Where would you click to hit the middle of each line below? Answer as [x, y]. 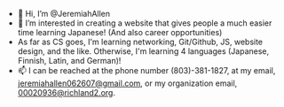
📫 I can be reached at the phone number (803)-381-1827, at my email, [146, 70]
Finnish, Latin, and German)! [69, 61]
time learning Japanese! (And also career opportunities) [120, 32]
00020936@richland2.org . [67, 92]
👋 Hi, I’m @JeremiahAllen [64, 14]
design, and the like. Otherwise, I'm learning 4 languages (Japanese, [143, 51]
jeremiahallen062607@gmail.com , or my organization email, [127, 83]
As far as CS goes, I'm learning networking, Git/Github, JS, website [140, 42]
